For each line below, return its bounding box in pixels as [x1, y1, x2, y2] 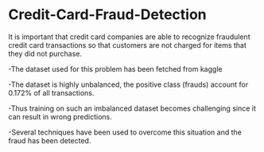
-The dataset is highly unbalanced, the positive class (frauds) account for [8, 80, 249, 89]
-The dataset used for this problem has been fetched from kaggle [8, 64, 223, 73]
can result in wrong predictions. [8, 111, 113, 121]
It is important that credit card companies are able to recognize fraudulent [8, 32, 250, 41]
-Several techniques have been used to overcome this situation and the [8, 127, 243, 137]
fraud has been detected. [8, 135, 91, 145]
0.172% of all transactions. [8, 88, 95, 97]
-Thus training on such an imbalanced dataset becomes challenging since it [8, 103, 256, 113]
